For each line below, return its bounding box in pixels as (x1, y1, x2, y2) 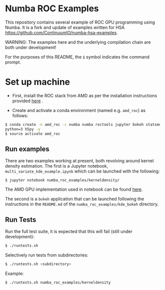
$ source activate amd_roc (5, 131, 60, 136)
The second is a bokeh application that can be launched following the (5, 196, 144, 202)
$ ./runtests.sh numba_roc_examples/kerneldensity (5, 280, 111, 285)
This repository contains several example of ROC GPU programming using (5, 19, 155, 25)
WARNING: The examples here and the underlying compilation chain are (5, 39, 151, 45)
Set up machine (5, 77, 70, 87)
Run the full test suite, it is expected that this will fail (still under (5, 229, 133, 234)
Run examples (5, 145, 50, 153)
